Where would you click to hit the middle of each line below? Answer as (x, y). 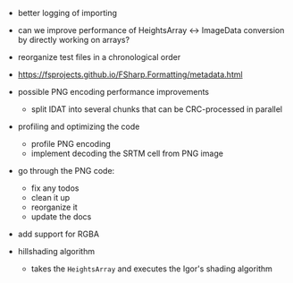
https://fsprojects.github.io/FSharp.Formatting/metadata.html (130, 74)
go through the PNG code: (66, 171)
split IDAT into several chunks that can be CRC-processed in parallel (157, 109)
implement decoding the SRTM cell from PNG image (127, 153)
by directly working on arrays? (74, 40)
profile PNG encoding (71, 144)
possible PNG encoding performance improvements (113, 92)
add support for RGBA (59, 234)
